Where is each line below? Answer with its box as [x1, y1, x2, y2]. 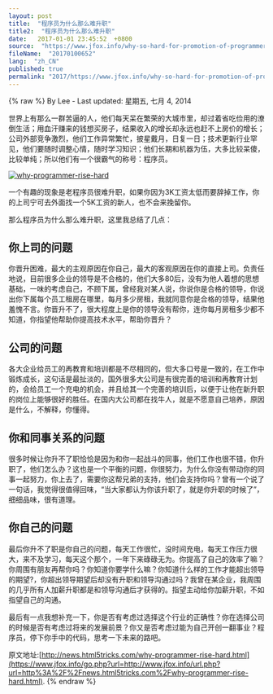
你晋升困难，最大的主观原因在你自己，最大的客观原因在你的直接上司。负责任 [8, 264, 265, 274]
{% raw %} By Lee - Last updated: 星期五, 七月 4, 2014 [8, 95, 193, 106]
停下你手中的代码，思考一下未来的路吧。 [29, 632, 165, 642]
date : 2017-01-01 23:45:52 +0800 [8, 34, 132, 43]
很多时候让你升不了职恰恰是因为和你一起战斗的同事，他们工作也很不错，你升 [8, 454, 265, 464]
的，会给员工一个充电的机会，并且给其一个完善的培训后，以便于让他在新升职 [8, 384, 265, 394]
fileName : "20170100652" [8, 50, 96, 58]
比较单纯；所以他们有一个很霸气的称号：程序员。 [8, 154, 172, 164]
